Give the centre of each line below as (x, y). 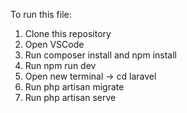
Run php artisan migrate (74, 87)
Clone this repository (68, 33)
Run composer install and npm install (100, 55)
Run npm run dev (60, 65)
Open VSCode (54, 44)
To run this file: (41, 14)
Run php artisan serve (70, 97)
